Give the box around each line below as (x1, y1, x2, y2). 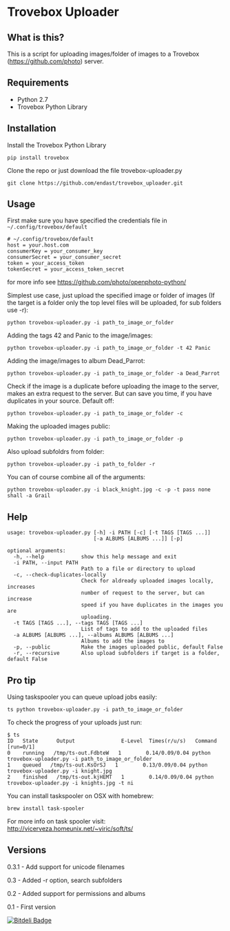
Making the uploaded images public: (7, 422, 111, 430)
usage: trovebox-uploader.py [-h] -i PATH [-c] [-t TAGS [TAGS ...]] (7, 530, 211, 536)
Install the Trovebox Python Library (7, 140, 107, 149)
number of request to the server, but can (81, 589, 205, 596)
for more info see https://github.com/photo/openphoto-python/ (7, 278, 187, 286)
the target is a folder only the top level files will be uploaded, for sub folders (7, 299, 222, 307)
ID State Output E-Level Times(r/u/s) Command (7, 738, 217, 744)
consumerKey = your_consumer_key (7, 248, 103, 255)
